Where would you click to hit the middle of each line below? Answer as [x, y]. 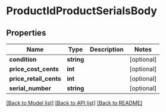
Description [107, 49]
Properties [26, 33]
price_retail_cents [35, 79]
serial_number [30, 88]
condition [23, 59]
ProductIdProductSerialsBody [82, 11]
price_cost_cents [34, 69]
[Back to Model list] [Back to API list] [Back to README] [74, 103]
